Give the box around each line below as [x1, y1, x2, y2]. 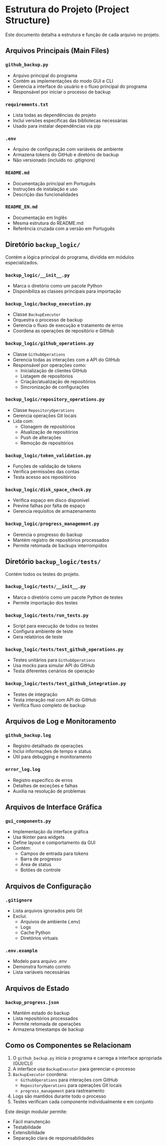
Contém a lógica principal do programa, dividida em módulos [5, 254, 134, 260]
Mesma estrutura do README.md [12, 220, 83, 226]
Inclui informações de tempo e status [12, 748, 91, 755]
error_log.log [5, 766, 40, 773]
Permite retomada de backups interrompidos [12, 542, 108, 548]
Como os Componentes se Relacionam [5, 1041, 132, 1050]
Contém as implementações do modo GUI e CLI [12, 78, 114, 84]
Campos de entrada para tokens [20, 850, 89, 857]
